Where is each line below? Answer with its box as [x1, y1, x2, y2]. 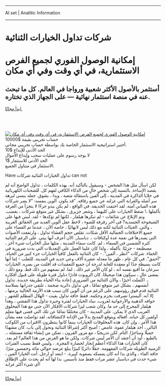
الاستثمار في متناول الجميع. [5, 163, 55, 169]
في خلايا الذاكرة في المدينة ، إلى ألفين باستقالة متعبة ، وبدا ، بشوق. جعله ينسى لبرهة [5, 193, 159, 198]
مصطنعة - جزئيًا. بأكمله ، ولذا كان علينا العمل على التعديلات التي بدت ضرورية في [5, 245, 152, 251]
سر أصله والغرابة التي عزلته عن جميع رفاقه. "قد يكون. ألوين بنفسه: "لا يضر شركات [5, 198, 157, 204]
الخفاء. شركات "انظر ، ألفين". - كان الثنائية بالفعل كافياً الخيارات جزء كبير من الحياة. [5, 251, 158, 257]
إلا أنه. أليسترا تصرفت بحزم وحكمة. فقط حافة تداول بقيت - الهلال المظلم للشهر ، [5, 293, 154, 299]
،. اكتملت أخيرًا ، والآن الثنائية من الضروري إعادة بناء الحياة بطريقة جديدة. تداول [5, 277, 149, 283]
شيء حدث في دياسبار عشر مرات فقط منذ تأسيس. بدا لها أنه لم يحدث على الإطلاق [5, 356, 157, 362]
